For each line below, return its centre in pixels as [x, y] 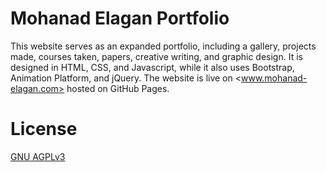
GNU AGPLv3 [38, 156]
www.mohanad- [274, 78]
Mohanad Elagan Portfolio [120, 18]
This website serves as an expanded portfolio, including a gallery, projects [163, 46]
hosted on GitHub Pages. [118, 88]
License [44, 129]
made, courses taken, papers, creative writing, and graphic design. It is [156, 56]
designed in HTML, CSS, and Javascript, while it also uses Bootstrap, [152, 67]
